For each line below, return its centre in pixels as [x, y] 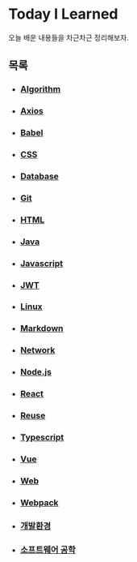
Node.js [36, 372]
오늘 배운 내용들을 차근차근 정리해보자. [68, 37]
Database [39, 176]
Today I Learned [63, 14]
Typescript [42, 437]
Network [37, 350]
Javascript [41, 263]
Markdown [42, 328]
